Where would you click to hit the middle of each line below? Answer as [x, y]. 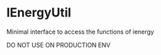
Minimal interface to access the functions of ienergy [80, 32]
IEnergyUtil [39, 13]
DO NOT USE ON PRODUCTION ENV [58, 45]
